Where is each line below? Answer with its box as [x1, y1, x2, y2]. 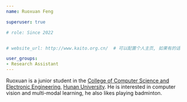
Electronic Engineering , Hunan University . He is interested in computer [6, 83, 176, 90]
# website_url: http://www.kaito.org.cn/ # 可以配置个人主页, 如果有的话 [6, 45, 181, 51]
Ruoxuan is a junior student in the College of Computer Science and [6, 77, 169, 84]
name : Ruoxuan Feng [6, 8, 54, 15]
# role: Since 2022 [6, 30, 54, 36]
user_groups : [6, 56, 38, 62]
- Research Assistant [6, 61, 59, 67]
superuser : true [6, 19, 46, 25]
